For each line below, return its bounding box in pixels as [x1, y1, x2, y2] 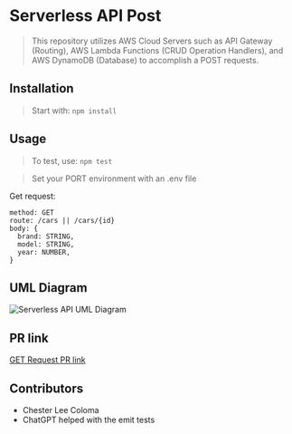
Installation [9, 81, 74, 96]
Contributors [9, 381, 84, 396]
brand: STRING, [17, 232, 75, 241]
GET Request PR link [9, 354, 86, 365]
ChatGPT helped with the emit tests [22, 414, 155, 425]
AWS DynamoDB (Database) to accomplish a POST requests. [31, 54, 259, 65]
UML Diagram [9, 280, 88, 295]
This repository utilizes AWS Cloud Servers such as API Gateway [31, 35, 273, 46]
